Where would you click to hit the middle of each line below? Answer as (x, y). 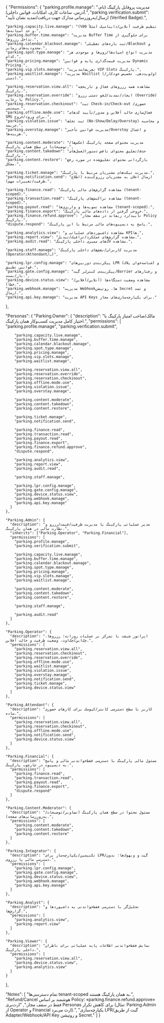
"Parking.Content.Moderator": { (38, 808)
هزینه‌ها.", (17, 134)
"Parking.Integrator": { (31, 851)
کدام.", (13, 56)
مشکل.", (13, 164)
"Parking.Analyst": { (28, 903)
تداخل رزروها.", (22, 39)
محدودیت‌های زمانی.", (27, 48)
